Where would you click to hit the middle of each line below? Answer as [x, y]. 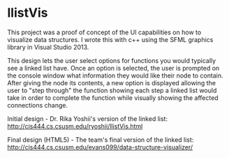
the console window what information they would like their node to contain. [115, 76]
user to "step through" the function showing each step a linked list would [112, 90]
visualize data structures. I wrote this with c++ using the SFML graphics [110, 39]
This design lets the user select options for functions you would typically [112, 60]
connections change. [38, 105]
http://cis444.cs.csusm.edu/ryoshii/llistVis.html [75, 126]
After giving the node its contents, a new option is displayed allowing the [112, 82]
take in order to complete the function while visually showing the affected [113, 98]
